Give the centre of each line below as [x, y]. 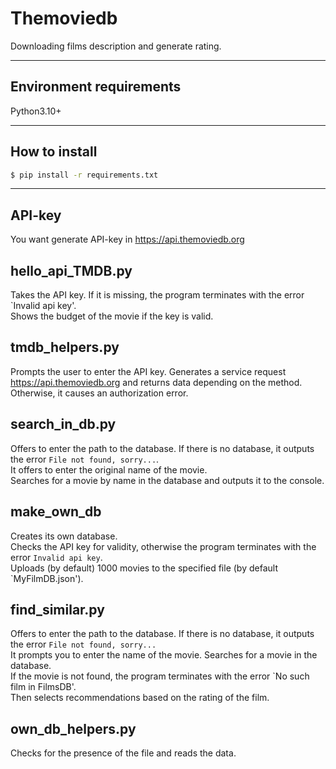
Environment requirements [96, 87]
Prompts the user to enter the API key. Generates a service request [148, 371]
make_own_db [56, 512]
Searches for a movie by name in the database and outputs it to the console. [167, 480]
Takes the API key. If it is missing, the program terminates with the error [157, 295]
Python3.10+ [36, 111]
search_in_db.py [63, 424]
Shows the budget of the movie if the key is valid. [112, 316]
